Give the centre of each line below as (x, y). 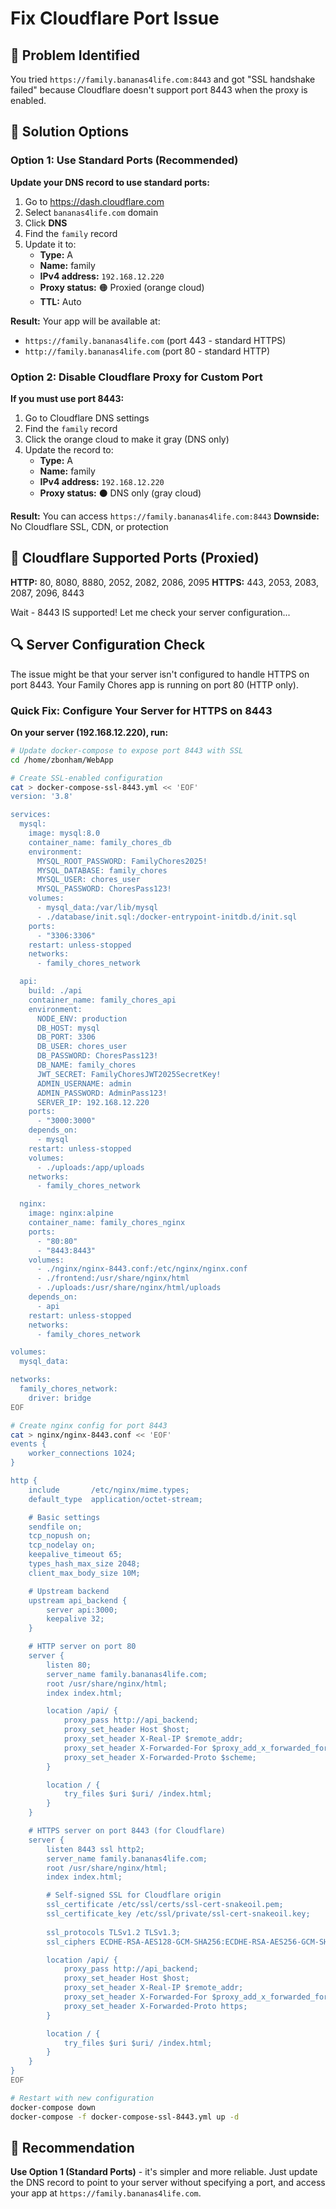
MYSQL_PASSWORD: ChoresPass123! (104, 889)
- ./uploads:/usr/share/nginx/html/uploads (129, 1288)
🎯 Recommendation (72, 2147)
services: (31, 815)
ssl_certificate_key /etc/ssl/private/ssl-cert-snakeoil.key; (178, 1914)
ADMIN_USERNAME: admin (84, 1083)
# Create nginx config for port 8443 (89, 1425)
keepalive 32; (75, 1619)
